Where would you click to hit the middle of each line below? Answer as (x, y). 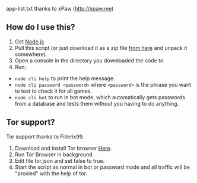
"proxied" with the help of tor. (51, 173)
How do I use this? (41, 27)
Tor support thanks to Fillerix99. (45, 137)
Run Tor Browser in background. (54, 154)
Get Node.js (29, 42)
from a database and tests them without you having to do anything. (97, 103)
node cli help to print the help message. (65, 78)
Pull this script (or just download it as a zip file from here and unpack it (101, 48)
